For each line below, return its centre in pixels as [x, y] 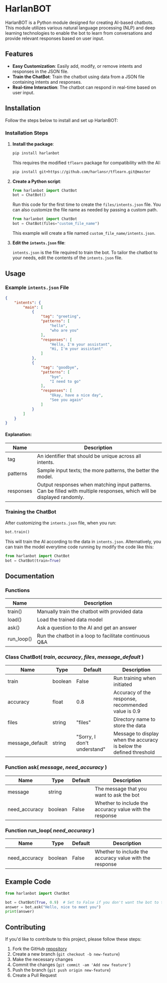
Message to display [136, 734]
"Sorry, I [86, 737]
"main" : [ [33, 307]
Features [19, 54]
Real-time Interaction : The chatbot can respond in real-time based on [84, 87]
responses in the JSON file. [40, 71]
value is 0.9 [127, 711]
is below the [127, 746]
